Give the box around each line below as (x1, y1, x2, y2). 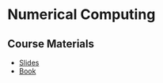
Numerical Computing (7, 6, 156, 24)
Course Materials (7, 37, 95, 51)
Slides (18, 58, 40, 67)
